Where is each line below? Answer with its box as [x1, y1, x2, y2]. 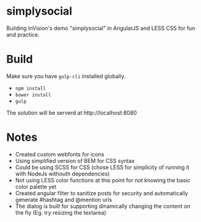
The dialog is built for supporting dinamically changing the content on [15, 202, 191, 210]
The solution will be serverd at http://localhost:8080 [6, 109, 137, 116]
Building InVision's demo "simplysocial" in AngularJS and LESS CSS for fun [6, 24, 196, 32]
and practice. [6, 30, 40, 38]
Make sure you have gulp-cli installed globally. [6, 72, 126, 80]
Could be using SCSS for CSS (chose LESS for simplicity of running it [15, 163, 189, 171]
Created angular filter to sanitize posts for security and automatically [15, 189, 188, 196]
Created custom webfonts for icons [15, 151, 105, 158]
